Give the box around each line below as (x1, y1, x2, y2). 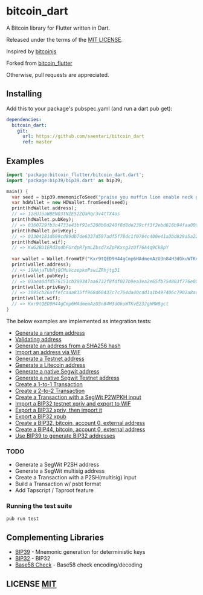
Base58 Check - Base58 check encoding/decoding (14, 561, 143, 568)
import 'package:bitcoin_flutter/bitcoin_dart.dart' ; (6, 171, 145, 178)
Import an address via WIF (14, 348, 81, 355)
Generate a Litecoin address (14, 361, 86, 369)
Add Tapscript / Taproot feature (14, 487, 94, 494)
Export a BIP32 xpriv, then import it (14, 406, 103, 413)
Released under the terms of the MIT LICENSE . (6, 36, 123, 43)
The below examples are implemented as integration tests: (6, 317, 152, 324)
